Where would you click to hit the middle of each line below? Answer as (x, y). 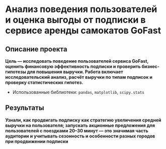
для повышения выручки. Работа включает (75, 72)
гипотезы (16, 72)
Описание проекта (36, 49)
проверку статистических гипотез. (44, 82)
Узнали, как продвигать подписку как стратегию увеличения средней (83, 120)
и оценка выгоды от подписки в (75, 20)
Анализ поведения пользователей (81, 9)
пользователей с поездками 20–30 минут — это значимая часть (77, 130)
